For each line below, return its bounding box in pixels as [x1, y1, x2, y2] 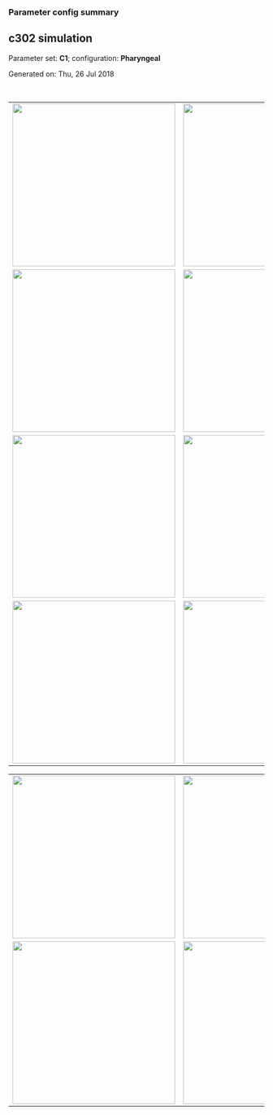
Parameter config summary [8, 7, 119, 18]
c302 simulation [8, 32, 93, 46]
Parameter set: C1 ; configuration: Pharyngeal [8, 53, 161, 63]
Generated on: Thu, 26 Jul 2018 [8, 68, 115, 79]
